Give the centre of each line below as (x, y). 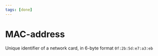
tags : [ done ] (19, 10)
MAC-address (35, 34)
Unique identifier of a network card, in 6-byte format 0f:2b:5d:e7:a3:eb (79, 48)
